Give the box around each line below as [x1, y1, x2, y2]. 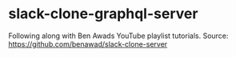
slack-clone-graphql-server [8, 5, 198, 23]
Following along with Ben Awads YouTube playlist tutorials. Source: [8, 31, 229, 40]
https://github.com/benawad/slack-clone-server [8, 39, 168, 48]
